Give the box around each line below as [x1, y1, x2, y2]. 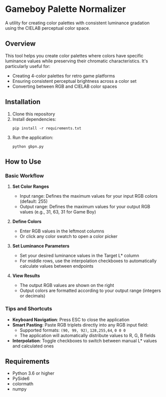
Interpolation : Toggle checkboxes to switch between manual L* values [12, 338, 157, 343]
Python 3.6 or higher [12, 370, 55, 376]
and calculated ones [12, 343, 54, 349]
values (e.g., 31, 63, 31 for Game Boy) [19, 209, 97, 215]
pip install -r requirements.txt [12, 125, 82, 131]
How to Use [5, 157, 42, 166]
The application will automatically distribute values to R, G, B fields [19, 332, 156, 338]
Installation [5, 98, 41, 106]
